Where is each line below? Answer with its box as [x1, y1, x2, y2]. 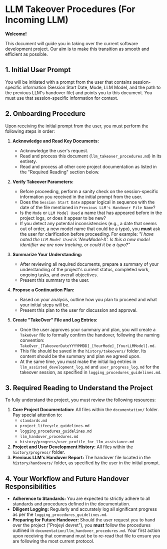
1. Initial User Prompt [5, 66, 71, 74]
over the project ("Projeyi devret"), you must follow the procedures [12, 522, 151, 528]
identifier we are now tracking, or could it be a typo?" [19, 242, 130, 248]
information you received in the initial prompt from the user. [19, 194, 142, 200]
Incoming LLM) [5, 14, 69, 26]
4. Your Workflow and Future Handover [5, 474, 129, 483]
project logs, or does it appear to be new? [19, 215, 106, 221]
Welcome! [5, 31, 27, 37]
